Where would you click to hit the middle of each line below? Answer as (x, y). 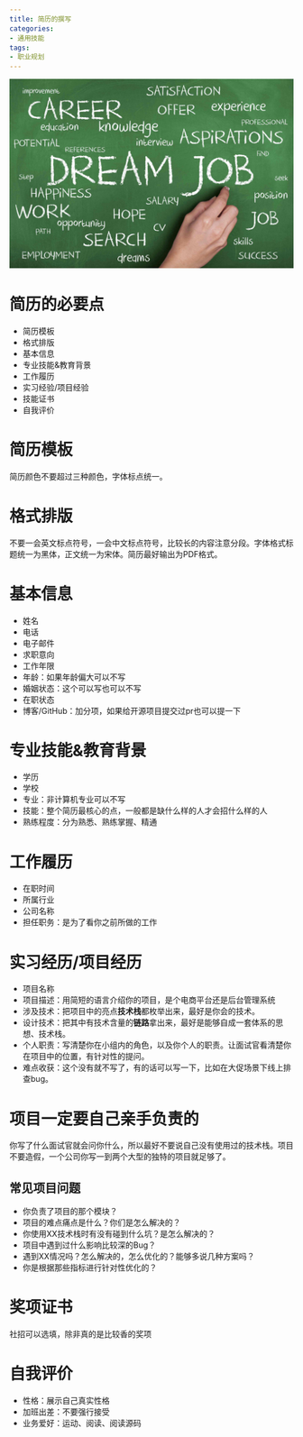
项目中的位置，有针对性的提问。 (90, 1057)
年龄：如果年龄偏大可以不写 (74, 677)
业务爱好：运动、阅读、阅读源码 (82, 1423)
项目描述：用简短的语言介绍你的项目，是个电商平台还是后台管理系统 (149, 1000)
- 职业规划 (27, 57)
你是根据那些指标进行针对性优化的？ (90, 1268)
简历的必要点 (57, 304)
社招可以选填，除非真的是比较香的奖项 (80, 1334)
